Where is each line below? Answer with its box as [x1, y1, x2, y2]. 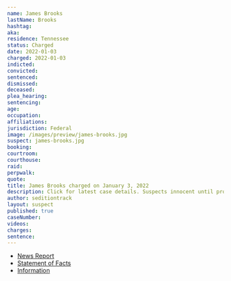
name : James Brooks [7, 10, 63, 17]
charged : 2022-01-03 [7, 55, 67, 62]
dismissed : [7, 80, 38, 87]
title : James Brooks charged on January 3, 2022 [7, 182, 149, 189]
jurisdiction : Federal [7, 125, 72, 132]
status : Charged [7, 42, 54, 49]
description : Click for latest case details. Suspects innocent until [7, 188, 214, 195]
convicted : [7, 67, 38, 74]
